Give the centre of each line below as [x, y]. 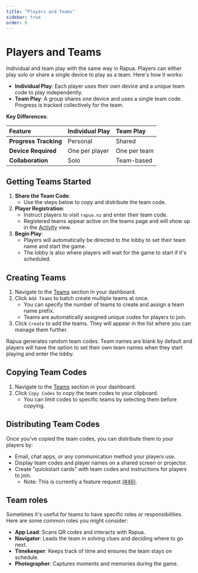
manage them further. [41, 329]
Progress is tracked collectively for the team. [69, 105]
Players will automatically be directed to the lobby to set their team [105, 240]
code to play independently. [48, 93]
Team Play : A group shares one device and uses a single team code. [98, 99]
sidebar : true [24, 17]
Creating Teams [36, 277]
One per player [88, 151]
